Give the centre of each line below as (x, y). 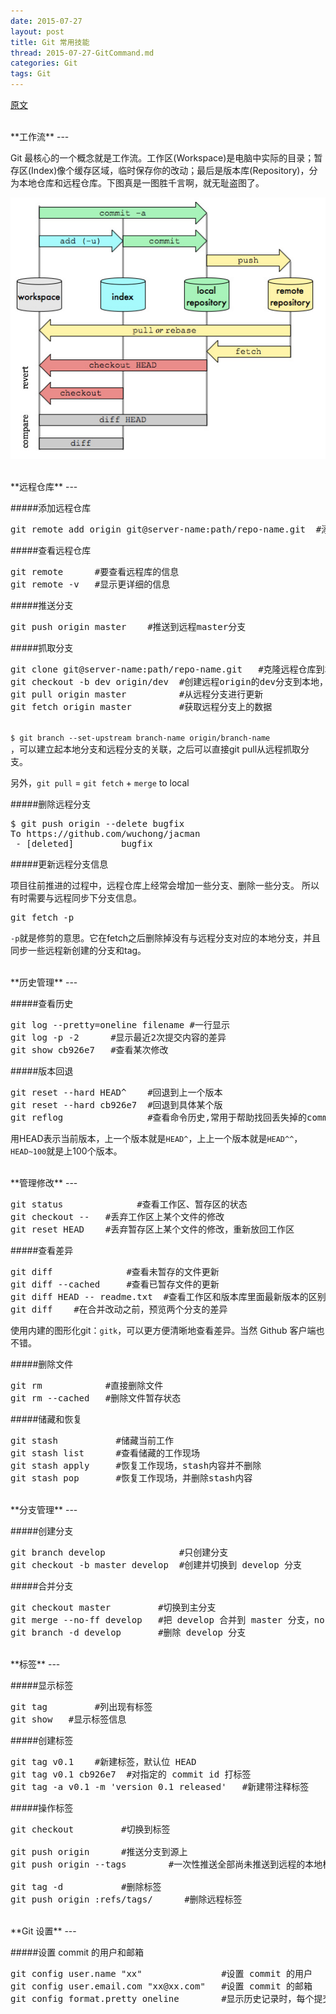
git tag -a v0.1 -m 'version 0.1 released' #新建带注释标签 (160, 1786)
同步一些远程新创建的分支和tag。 (78, 950)
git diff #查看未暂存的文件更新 (115, 1271)
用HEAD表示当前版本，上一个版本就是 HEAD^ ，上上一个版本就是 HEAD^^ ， (156, 1138)
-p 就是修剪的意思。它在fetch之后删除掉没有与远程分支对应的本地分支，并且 (165, 937)
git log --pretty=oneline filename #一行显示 (120, 1024)
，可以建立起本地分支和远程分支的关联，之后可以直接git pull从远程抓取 (156, 749)
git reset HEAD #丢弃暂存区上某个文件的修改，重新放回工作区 (152, 1229)
